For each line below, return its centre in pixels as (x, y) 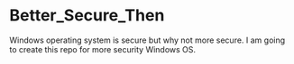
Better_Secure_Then (87, 16)
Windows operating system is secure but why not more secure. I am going (147, 40)
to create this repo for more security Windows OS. (103, 49)
